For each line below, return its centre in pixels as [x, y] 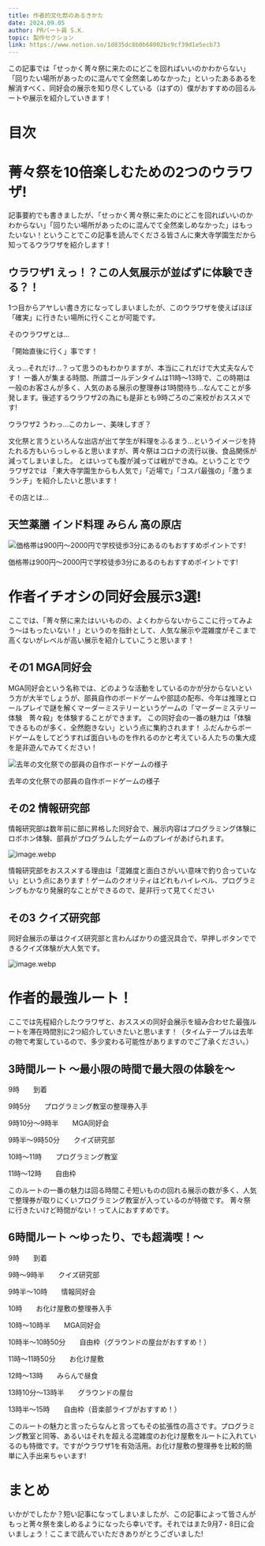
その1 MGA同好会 [50, 668]
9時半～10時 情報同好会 [52, 1291]
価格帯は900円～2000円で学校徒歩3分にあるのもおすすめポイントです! [123, 561]
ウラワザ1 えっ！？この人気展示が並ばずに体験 [121, 272]
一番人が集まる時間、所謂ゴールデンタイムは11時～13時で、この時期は [137, 378]
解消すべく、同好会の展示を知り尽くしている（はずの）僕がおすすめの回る [129, 89]
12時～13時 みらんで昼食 [53, 1375]
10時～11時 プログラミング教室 [63, 1157]
